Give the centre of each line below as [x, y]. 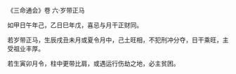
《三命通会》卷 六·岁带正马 [46, 10]
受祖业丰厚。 [26, 49]
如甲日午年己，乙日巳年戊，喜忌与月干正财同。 [75, 25]
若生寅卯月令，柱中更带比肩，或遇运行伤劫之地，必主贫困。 [93, 64]
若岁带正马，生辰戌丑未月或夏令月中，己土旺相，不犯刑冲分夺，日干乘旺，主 [118, 40]
